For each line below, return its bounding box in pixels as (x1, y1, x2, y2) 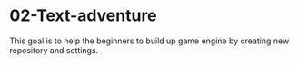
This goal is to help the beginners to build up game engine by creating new (9, 35, 290, 46)
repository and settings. (9, 44, 99, 55)
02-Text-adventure (9, 5, 157, 26)
